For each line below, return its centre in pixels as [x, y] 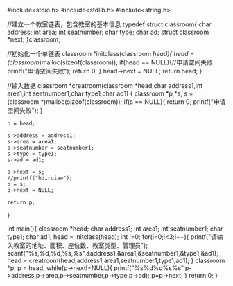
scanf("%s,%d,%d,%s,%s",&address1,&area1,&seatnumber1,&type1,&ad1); [113, 253]
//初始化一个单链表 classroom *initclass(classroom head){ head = [101, 54]
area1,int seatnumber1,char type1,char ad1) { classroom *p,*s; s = [100, 93]
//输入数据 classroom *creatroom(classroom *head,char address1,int [105, 86]
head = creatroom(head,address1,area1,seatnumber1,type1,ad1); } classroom [116, 260]
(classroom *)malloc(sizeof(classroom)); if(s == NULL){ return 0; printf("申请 [116, 102]
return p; [21, 202]
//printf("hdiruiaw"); [40, 178]
